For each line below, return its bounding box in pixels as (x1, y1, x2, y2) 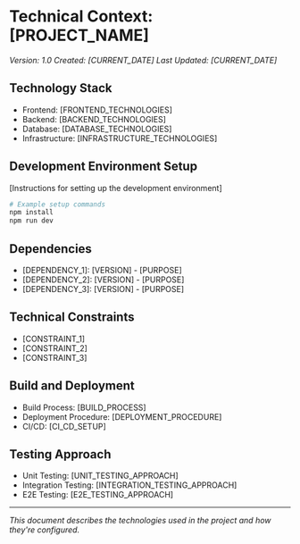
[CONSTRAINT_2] (21, 342, 87, 354)
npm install (9, 208, 54, 217)
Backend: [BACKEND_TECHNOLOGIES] (21, 113, 167, 124)
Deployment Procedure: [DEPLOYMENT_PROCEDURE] (21, 411, 222, 422)
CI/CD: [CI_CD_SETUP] (21, 421, 107, 431)
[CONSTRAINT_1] (21, 333, 86, 344)
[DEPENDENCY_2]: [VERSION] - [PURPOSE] (21, 274, 185, 285)
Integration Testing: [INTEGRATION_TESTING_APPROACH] (21, 480, 237, 490)
